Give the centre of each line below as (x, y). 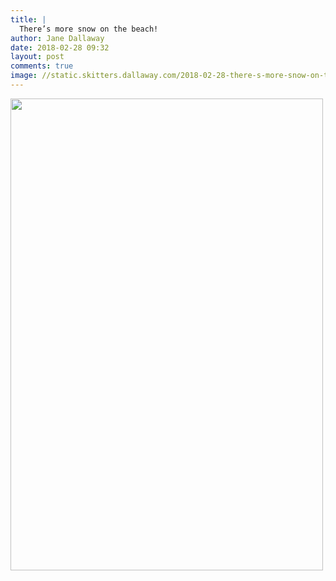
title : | (28, 19)
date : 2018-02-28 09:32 (60, 47)
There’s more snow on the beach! (89, 29)
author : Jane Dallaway (57, 38)
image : (24, 76)
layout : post (37, 57)
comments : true (42, 66)
